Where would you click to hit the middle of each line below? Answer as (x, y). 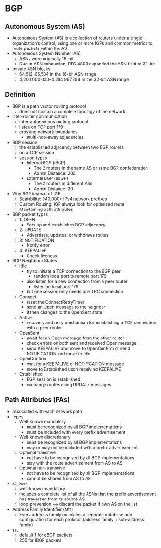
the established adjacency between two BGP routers (72, 147)
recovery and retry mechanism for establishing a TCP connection (91, 322)
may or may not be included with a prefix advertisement (82, 447)
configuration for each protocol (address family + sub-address (81, 519)
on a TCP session (37, 152)
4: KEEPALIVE (33, 250)
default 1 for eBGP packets (46, 535)
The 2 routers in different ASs (63, 183)
